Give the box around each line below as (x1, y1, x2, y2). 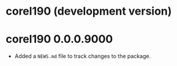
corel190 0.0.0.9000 (6, 32, 113, 46)
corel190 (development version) (6, 4, 172, 18)
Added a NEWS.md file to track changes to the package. (14, 53, 151, 60)
